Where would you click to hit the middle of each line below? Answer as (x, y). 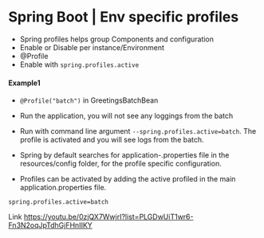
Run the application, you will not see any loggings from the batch (126, 116)
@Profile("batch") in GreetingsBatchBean (89, 100)
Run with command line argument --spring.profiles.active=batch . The (138, 131)
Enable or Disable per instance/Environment (92, 47)
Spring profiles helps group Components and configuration (116, 39)
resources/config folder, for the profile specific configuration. (120, 164)
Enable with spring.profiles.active (79, 64)
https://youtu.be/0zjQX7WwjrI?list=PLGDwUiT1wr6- (108, 217)
